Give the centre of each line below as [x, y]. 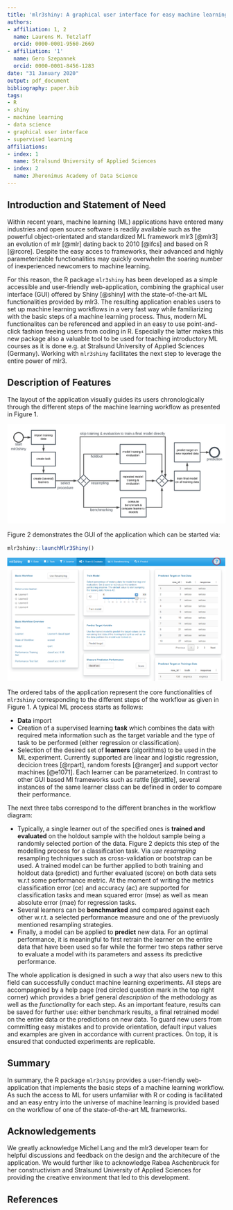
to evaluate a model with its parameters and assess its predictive [110, 954]
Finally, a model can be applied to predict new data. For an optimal [113, 932]
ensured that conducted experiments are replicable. [81, 1041]
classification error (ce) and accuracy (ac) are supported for [103, 888]
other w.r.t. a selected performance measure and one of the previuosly [118, 917]
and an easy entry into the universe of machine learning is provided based [113, 1102]
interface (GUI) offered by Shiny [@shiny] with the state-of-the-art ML [107, 294]
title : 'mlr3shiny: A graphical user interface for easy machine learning [118, 15]
